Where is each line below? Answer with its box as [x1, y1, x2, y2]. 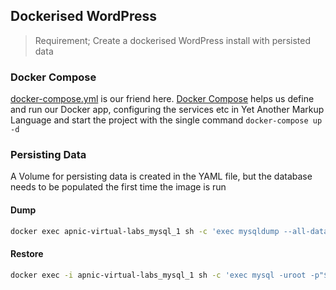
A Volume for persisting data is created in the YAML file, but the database [10, 170, 313, 183]
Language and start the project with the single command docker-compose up [10, 114, 323, 126]
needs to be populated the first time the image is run [10, 181, 227, 193]
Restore [10, 248, 44, 260]
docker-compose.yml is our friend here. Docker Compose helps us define [10, 93, 315, 105]
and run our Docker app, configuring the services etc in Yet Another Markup [10, 104, 325, 116]
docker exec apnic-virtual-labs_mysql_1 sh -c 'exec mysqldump [10, 226, 280, 236]
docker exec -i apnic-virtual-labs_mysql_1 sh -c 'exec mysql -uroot [10, 270, 307, 280]
